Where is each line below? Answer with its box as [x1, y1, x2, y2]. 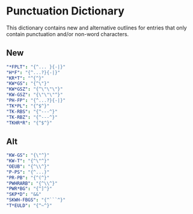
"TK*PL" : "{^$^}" [6, 103, 50, 109]
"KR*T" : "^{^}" [6, 75, 44, 81]
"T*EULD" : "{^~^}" [6, 203, 52, 209]
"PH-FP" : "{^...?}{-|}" [6, 97, 66, 103]
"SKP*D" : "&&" [6, 191, 42, 198]
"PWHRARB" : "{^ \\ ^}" [6, 180, 58, 186]
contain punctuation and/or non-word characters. [6, 30, 129, 37]
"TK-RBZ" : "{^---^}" [6, 114, 58, 120]
